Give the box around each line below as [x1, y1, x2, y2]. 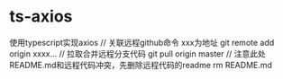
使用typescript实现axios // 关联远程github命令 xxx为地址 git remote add [9, 37, 275, 48]
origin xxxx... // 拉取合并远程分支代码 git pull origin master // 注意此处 [9, 48, 266, 59]
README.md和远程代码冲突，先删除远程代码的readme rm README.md [9, 59, 273, 70]
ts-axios [9, 6, 73, 27]
